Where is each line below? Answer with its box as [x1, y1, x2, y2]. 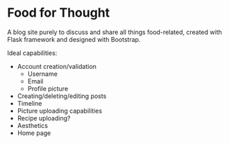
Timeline [17, 99, 42, 107]
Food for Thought [7, 5, 110, 21]
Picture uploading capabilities [17, 106, 103, 115]
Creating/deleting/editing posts [17, 92, 107, 100]
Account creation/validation [17, 62, 97, 70]
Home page [17, 129, 51, 137]
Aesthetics [17, 121, 49, 129]
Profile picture [27, 84, 69, 93]
